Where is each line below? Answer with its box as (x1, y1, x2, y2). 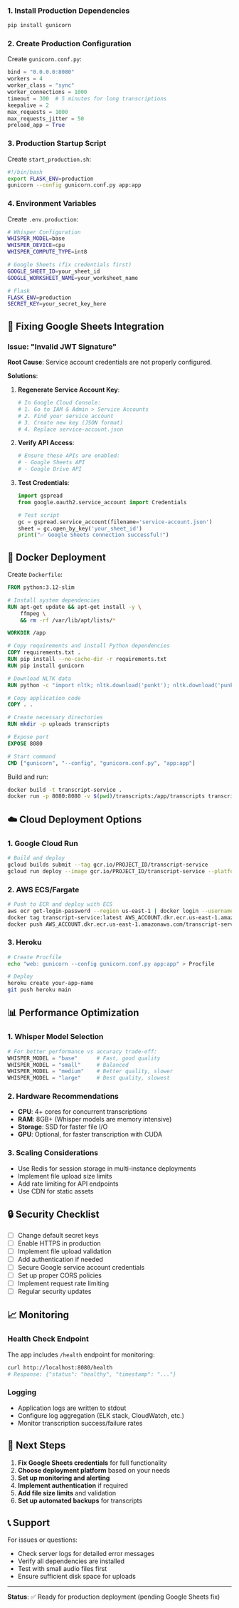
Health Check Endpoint (7, 1334, 89, 1344)
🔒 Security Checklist (7, 1208, 100, 1221)
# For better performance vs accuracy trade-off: (7, 1048, 158, 1055)
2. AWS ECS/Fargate (7, 884, 80, 894)
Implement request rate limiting (17, 1279, 110, 1288)
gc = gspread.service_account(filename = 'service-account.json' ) (17, 518, 213, 526)
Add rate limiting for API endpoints (17, 1179, 119, 1188)
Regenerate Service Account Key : (17, 385, 120, 394)
